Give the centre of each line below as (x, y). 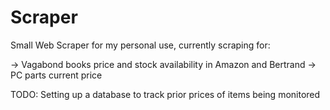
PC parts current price (56, 75)
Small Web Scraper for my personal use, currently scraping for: (140, 45)
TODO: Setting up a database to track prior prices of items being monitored (165, 94)
